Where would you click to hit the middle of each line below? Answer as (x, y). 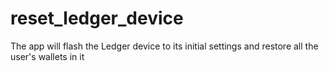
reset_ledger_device (97, 18)
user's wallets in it (47, 56)
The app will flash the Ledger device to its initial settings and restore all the (164, 46)
